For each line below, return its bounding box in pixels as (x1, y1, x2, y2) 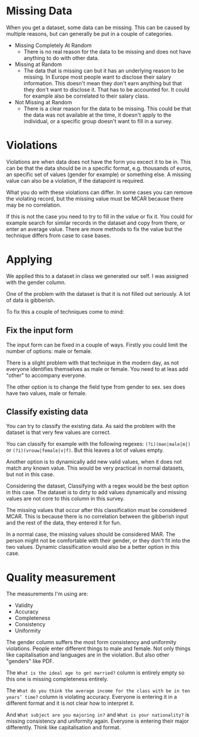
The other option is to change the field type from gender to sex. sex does (6, 383, 185, 391)
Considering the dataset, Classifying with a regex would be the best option (6, 482, 189, 489)
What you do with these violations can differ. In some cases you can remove (6, 189, 193, 196)
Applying (6, 253, 52, 266)
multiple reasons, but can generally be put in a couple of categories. (6, 30, 173, 37)
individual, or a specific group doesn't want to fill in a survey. (23, 117, 173, 124)
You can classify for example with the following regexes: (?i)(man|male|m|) (6, 441, 191, 448)
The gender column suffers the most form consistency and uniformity (6, 639, 176, 646)
